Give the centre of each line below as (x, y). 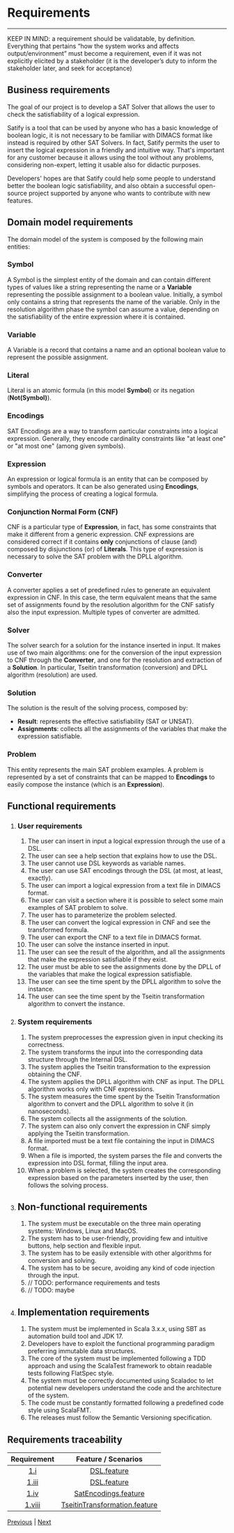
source (17, 193)
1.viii (32, 1504)
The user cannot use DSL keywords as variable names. (107, 863)
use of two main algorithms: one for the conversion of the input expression (114, 652)
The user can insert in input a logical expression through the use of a (126, 841)
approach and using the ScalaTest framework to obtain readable (120, 1366)
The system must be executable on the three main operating (114, 1224)
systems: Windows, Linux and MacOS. (83, 1231)
